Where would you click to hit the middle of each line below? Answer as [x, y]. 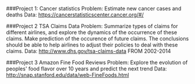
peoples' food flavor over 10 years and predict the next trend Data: [87, 69]
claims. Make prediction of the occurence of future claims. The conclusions [97, 38]
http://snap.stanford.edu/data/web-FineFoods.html [68, 75]
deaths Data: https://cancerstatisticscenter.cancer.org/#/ [75, 15]
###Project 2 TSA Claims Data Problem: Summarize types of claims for [92, 26]
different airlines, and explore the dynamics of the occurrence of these [92, 32]
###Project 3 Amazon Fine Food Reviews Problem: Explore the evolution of [97, 62]
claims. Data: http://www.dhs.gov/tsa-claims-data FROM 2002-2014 [89, 51]
